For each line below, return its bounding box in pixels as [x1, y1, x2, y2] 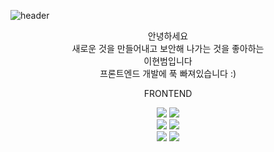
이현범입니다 [143, 55, 193, 67]
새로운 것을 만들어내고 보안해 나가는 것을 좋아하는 [71, 43, 265, 54]
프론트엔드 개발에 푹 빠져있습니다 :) [99, 68, 237, 79]
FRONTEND [143, 88, 193, 99]
